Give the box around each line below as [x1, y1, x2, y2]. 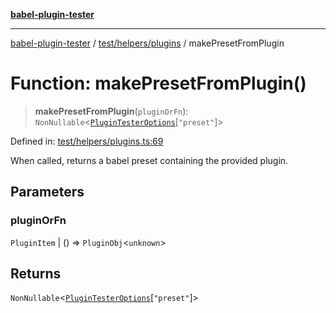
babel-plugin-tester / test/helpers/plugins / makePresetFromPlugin [10, 37, 285, 49]
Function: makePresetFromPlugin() [10, 72, 307, 95]
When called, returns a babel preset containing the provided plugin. [10, 154, 289, 166]
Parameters [10, 184, 85, 201]
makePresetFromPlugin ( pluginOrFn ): [34, 105, 189, 117]
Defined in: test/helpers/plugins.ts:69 [10, 135, 164, 147]
